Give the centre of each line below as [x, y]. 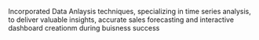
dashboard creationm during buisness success [84, 28]
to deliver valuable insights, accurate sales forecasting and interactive [121, 20]
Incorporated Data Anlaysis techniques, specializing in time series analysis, [129, 11]
